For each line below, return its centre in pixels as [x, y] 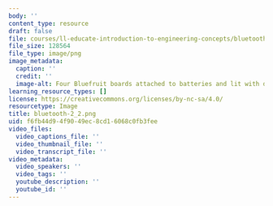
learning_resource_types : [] [58, 91]
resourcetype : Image [43, 106]
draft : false [30, 31]
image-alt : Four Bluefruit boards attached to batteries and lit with [138, 84]
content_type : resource [49, 24]
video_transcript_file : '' [61, 152]
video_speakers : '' [49, 167]
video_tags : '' [41, 174]
